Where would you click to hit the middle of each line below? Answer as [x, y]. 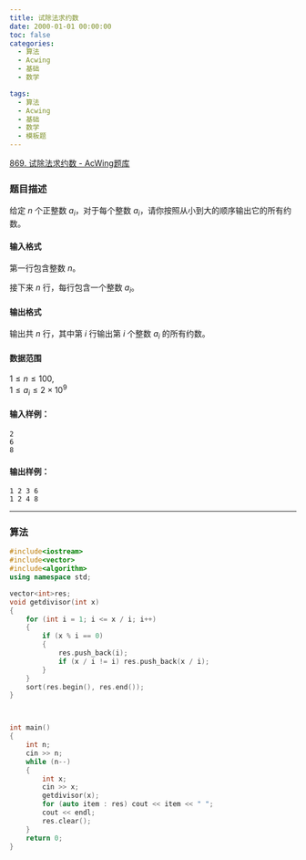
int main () [30, 728]
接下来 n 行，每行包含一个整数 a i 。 [74, 289]
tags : [20, 93]
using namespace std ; [51, 577]
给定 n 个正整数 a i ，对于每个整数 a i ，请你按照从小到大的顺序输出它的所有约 [150, 212]
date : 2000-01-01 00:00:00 [61, 26]
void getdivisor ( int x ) [55, 602]
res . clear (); [67, 821]
